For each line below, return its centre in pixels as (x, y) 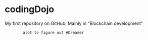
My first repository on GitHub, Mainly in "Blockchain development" (74, 23)
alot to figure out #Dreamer (54, 32)
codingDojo (30, 9)
